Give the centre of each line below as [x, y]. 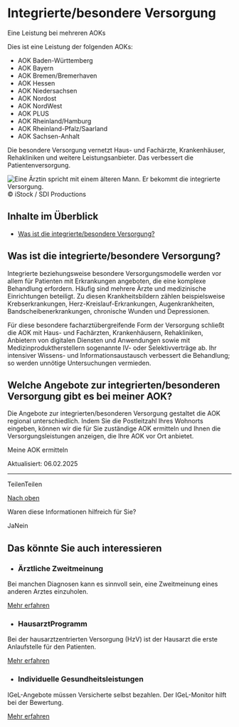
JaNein [18, 526]
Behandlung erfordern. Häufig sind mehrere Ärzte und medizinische [107, 288]
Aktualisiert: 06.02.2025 [43, 464]
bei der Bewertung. [36, 702]
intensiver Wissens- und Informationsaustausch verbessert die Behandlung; [119, 355]
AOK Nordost [37, 98]
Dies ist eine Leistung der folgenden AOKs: [70, 46]
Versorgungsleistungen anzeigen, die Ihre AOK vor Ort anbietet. [101, 436]
